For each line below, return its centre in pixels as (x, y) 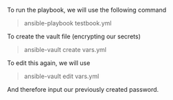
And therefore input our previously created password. (83, 89)
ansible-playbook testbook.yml (68, 23)
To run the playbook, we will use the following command (87, 10)
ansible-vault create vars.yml (65, 50)
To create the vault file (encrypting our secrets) (74, 36)
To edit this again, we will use (49, 63)
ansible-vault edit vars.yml (61, 76)
